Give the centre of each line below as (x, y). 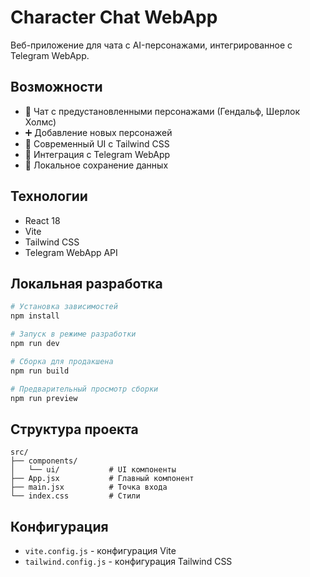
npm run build (40, 371)
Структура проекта (74, 429)
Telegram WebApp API (71, 252)
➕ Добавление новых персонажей (98, 132)
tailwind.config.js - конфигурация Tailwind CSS (128, 561)
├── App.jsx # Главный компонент (102, 479)
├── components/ (44, 461)
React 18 (42, 220)
